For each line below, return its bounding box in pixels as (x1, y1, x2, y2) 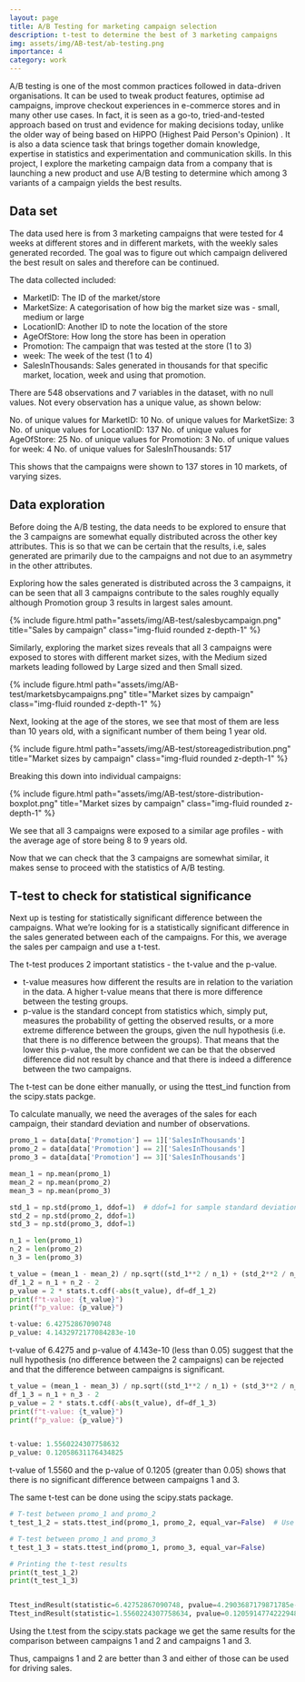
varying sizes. (9, 471, 62, 481)
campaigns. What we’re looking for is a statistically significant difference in (9, 922, 290, 933)
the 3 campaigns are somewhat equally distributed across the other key (9, 531, 278, 542)
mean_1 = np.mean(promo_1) (9, 1170, 112, 1179)
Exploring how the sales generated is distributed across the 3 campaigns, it (9, 577, 291, 588)
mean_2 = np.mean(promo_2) (9, 1178, 112, 1187)
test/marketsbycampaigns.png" (9, 688, 127, 699)
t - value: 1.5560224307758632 (9, 1440, 120, 1449)
